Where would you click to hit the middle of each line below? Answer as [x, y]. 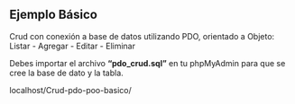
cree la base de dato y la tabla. [66, 73]
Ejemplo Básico [53, 15]
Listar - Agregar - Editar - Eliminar [72, 46]
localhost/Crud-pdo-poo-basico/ [71, 90]
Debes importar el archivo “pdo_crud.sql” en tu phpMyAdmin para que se [147, 63]
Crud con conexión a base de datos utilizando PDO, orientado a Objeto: [142, 36]
